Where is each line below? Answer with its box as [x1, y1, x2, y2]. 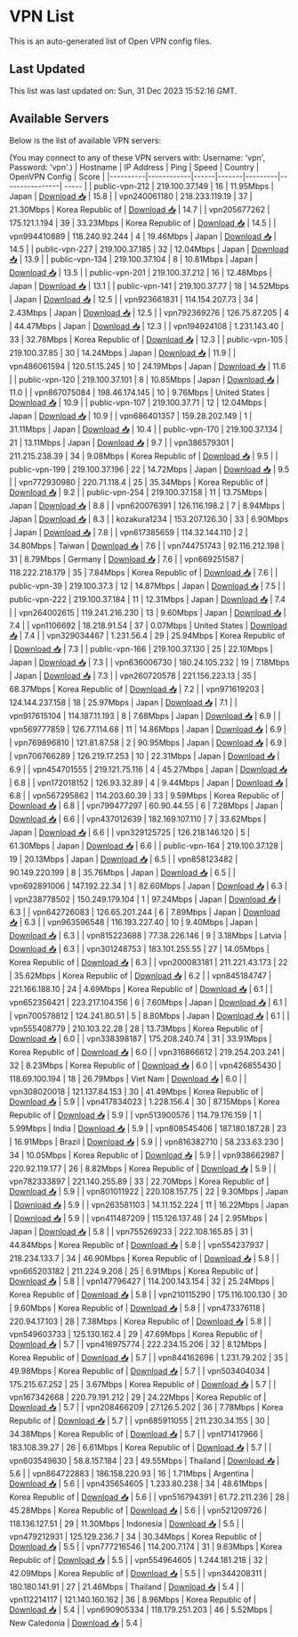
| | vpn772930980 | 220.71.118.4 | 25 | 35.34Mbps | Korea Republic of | [9, 476, 269, 487]
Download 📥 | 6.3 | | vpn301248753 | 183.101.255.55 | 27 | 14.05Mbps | [9, 943, 270, 954]
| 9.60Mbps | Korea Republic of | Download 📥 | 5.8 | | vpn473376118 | [9, 1302, 265, 1313]
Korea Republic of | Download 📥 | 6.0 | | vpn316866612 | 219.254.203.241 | [9, 1046, 285, 1057]
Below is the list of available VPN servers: [9, 135, 162, 145]
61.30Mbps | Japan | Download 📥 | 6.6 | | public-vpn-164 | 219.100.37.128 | [9, 840, 284, 851]
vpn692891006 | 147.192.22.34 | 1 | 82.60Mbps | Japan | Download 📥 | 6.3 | [9, 881, 287, 891]
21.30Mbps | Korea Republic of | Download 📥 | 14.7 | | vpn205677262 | [9, 203, 270, 215]
